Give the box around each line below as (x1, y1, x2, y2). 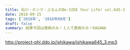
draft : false (5, 21, 33, 26)
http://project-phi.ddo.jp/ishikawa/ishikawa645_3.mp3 (5, 39, 117, 45)
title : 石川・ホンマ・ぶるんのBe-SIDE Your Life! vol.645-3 (5, 7, 125, 12)
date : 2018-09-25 (5, 12, 42, 17)
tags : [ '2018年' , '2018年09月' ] (5, 16, 71, 21)
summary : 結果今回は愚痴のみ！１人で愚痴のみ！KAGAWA (5, 26, 106, 31)
